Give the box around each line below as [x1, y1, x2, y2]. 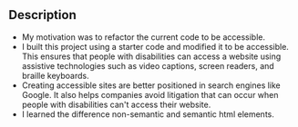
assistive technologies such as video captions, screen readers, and [21, 60, 274, 71]
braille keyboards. [21, 70, 89, 81]
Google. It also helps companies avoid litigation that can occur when [21, 89, 279, 100]
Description [8, 7, 77, 23]
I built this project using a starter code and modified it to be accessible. [21, 41, 289, 52]
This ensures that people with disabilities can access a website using [21, 51, 282, 62]
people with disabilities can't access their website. [21, 99, 211, 110]
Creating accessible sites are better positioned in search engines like [21, 80, 282, 91]
